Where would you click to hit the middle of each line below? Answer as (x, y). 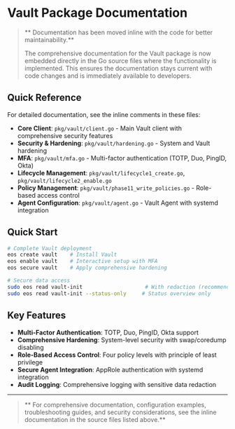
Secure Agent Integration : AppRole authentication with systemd (110, 369)
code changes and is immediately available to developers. (108, 76)
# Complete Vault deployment (50, 248)
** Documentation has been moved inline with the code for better (119, 32)
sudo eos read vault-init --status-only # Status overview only (109, 293)
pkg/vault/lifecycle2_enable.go (64, 181)
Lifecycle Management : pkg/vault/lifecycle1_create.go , (101, 172)
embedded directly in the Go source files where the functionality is (120, 60)
